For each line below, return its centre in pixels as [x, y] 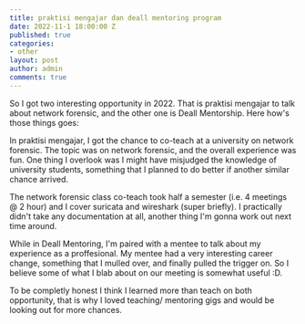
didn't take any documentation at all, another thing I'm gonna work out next [151, 216]
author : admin [36, 69]
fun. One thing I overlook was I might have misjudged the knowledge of [143, 160]
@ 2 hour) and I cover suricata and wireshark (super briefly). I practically [146, 206]
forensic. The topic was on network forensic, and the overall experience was [153, 150]
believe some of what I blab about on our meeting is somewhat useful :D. [146, 272]
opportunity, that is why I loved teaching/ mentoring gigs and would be [142, 300]
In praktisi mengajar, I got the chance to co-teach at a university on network [152, 140]
